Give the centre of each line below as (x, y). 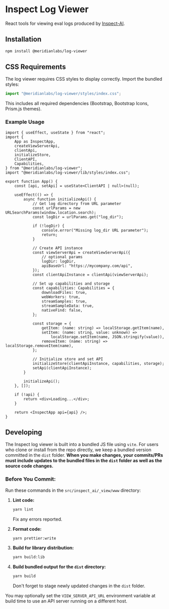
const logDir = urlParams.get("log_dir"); (78, 217)
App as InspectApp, (35, 141)
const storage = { (52, 323)
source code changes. (29, 466)
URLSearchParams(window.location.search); (51, 212)
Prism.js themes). (24, 109)
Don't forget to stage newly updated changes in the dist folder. (79, 586)
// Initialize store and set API (67, 359)
